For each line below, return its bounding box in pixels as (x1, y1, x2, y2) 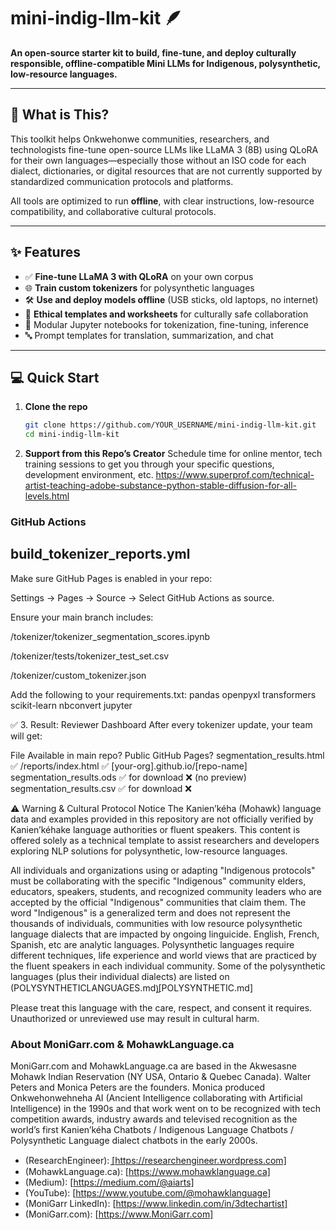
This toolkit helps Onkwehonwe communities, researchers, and (10, 133, 270, 145)
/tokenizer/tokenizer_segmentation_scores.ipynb (10, 630, 211, 642)
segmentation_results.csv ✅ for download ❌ (10, 782, 192, 794)
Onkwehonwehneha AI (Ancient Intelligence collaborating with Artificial (10, 1092, 303, 1104)
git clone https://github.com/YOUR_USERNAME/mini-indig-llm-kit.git (24, 420, 317, 430)
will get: (10, 730, 43, 742)
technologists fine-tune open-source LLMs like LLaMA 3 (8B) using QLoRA (10, 143, 319, 155)
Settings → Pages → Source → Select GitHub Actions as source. (10, 591, 275, 604)
